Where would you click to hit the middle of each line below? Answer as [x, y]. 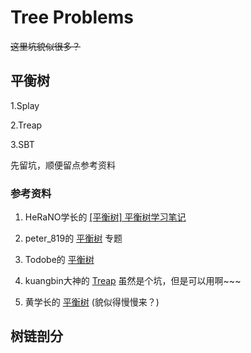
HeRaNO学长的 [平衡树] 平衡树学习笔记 [105, 217]
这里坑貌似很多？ [45, 46]
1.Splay [25, 105]
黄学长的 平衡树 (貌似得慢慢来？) [92, 302]
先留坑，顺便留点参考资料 [63, 165]
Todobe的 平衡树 [59, 260]
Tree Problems [72, 17]
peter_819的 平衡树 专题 [73, 238]
